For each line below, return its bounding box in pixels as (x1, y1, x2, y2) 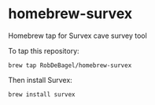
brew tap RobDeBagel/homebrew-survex (8, 61, 132, 69)
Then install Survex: (8, 75, 72, 84)
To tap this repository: (8, 46, 80, 55)
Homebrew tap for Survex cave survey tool (8, 31, 147, 40)
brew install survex (8, 90, 76, 99)
